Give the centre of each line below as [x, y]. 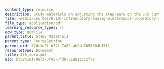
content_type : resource [29, 9]
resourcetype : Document [29, 50]
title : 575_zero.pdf [26, 55]
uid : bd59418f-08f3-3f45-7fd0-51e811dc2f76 [50, 59]
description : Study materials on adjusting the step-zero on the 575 [77, 14]
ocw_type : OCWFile [24, 32]
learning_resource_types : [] [35, 28]
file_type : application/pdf [34, 23]
